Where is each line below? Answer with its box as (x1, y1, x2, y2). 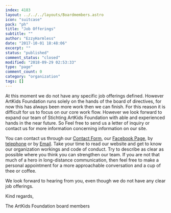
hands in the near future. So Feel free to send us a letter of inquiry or (5, 120, 150, 126)
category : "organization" (5, 74, 60, 79)
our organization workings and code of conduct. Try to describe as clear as (5, 146, 164, 152)
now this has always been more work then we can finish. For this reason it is (5, 103, 166, 110)
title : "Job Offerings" (5, 27, 56, 32)
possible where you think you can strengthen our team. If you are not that (5, 151, 160, 157)
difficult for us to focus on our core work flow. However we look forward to (5, 109, 162, 115)
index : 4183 (5, 7, 31, 13)
